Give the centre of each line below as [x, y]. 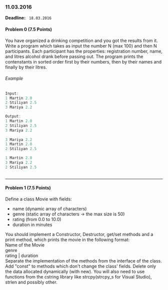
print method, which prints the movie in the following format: [67, 239]
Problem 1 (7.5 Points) [28, 188]
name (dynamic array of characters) [49, 208]
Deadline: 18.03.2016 [28, 18]
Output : [13, 116]
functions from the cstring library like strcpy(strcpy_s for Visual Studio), [78, 276]
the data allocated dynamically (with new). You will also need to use [75, 271]
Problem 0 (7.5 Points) [29, 29]
